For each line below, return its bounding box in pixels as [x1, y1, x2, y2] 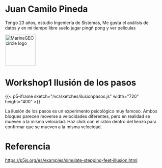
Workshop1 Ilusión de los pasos [5, 77, 136, 88]
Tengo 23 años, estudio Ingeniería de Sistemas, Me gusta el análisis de [5, 20, 149, 26]
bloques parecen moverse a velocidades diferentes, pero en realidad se [5, 113, 151, 119]
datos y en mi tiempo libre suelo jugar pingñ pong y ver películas [5, 25, 136, 30]
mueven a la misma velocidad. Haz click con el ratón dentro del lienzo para [5, 118, 157, 124]
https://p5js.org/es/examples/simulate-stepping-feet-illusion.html [5, 157, 137, 163]
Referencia [5, 141, 51, 152]
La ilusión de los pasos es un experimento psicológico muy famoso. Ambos [5, 108, 158, 114]
